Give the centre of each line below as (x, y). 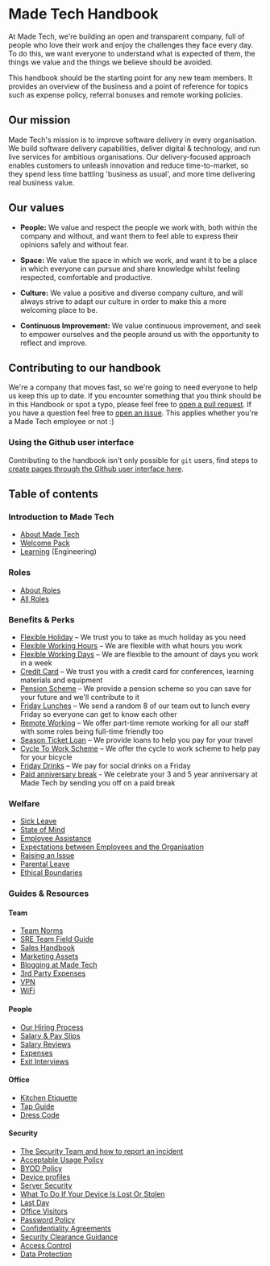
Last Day (35, 1202)
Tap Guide (37, 1106)
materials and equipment (61, 680)
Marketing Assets (49, 956)
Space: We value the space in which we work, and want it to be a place (139, 260)
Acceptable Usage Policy (62, 1160)
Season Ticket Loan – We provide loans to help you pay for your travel (137, 739)
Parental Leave (45, 864)
